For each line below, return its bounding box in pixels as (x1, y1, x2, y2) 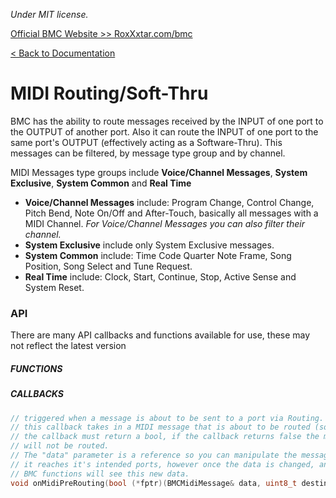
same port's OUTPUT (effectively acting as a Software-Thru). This (10, 136, 283, 148)
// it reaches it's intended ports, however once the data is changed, (10, 459, 315, 469)
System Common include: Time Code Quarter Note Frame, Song (24, 249, 292, 261)
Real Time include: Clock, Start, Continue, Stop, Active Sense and (24, 270, 297, 283)
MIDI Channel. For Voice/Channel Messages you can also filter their (24, 217, 305, 229)
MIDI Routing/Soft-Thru (10, 82, 209, 105)
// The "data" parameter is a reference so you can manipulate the (10, 450, 298, 461)
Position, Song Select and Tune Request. (24, 260, 193, 272)
